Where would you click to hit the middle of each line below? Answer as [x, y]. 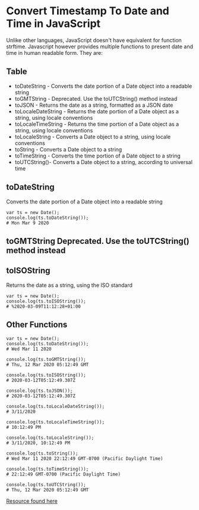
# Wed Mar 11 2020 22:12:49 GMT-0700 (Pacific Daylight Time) [85, 458]
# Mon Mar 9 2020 [28, 223]
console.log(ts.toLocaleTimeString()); [56, 422]
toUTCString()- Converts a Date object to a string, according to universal [104, 162]
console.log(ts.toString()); [42, 453]
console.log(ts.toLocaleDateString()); [56, 406]
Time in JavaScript [53, 24]
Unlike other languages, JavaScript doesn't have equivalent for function [94, 40]
